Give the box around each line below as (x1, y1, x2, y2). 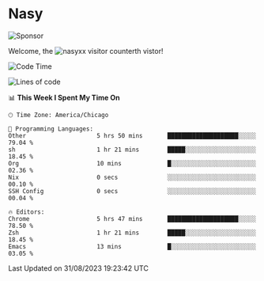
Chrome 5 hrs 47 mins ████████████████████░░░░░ (8, 215, 257, 222)
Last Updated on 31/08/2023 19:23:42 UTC (8, 263, 149, 273)
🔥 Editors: (8, 207, 45, 216)
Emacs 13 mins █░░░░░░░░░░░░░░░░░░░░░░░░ (8, 242, 257, 250)
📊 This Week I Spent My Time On (8, 93, 120, 102)
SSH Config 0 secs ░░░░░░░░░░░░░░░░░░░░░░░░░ (8, 187, 257, 195)
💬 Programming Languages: (8, 124, 93, 133)
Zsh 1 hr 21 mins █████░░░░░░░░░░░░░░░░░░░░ (8, 229, 257, 237)
